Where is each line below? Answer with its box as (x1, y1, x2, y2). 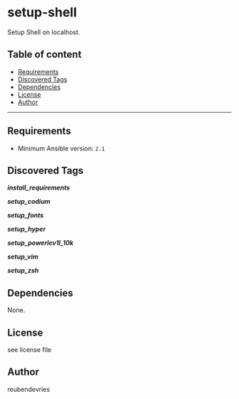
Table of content (7, 48, 82, 61)
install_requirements (7, 183, 70, 192)
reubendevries (7, 385, 51, 393)
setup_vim (7, 252, 39, 261)
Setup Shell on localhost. (7, 28, 80, 36)
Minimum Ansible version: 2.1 (17, 144, 105, 152)
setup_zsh (7, 266, 39, 275)
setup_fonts (7, 211, 44, 219)
